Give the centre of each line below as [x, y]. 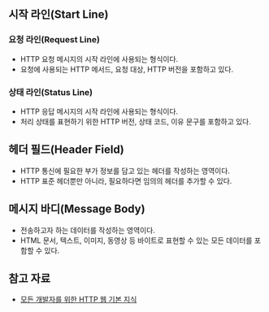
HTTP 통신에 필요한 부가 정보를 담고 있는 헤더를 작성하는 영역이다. [125, 171]
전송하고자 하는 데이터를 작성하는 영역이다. [88, 230]
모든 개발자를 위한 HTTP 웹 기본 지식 [78, 300]
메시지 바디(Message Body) [77, 209]
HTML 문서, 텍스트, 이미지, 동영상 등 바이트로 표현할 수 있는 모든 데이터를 [136, 240]
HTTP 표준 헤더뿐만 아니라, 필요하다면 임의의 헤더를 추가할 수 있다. [126, 180]
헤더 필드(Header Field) [66, 150]
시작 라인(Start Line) [59, 15]
